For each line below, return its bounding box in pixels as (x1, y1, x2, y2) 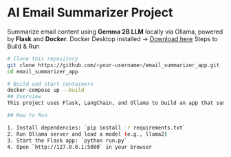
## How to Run (7, 112, 48, 119)
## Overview (7, 93, 41, 100)
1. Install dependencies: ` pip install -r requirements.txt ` (7, 124, 186, 131)
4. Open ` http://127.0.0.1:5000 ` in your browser (7, 143, 153, 150)
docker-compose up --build (7, 87, 85, 94)
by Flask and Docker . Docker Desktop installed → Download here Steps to (7, 34, 218, 43)
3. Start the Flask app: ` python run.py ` (7, 137, 128, 144)
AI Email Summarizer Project (7, 5, 173, 21)
